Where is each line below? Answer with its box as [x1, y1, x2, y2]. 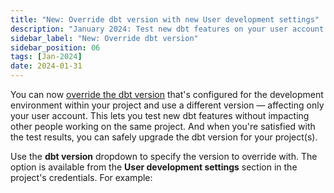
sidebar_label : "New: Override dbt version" [10, 33, 199, 43]
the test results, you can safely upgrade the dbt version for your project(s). [10, 131, 318, 143]
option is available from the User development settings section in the [10, 161, 298, 173]
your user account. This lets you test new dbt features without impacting [10, 110, 310, 121]
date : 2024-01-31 [10, 61, 83, 71]
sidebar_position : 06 [10, 42, 101, 53]
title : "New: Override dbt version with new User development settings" [10, 14, 320, 25]
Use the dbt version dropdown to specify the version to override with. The [10, 151, 318, 162]
